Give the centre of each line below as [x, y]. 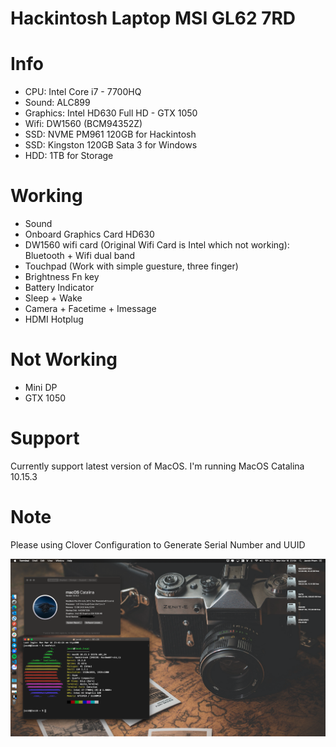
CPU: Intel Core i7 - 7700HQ [83, 92]
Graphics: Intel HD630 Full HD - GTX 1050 [111, 113]
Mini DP [41, 387]
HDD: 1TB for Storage [69, 156]
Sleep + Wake [53, 298]
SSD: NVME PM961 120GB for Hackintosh [110, 134]
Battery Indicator [59, 288]
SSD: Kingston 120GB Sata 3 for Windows [111, 145]
